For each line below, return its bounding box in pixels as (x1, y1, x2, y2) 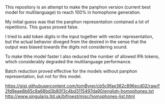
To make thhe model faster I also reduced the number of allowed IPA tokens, (5, 53, 160, 59)
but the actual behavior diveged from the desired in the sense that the (5, 39, 146, 45)
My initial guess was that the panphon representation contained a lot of (5, 19, 149, 25)
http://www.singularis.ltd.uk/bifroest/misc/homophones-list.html (5, 93, 135, 99)
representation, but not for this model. (5, 74, 82, 79)
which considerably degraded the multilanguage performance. (5, 59, 132, 64)
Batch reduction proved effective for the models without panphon (5, 68, 137, 74)
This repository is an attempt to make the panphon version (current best (5, 4, 151, 10)
